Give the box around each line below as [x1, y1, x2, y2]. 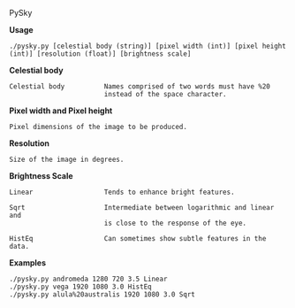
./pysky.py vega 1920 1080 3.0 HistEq [9, 282, 152, 291]
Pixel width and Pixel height [9, 105, 113, 116]
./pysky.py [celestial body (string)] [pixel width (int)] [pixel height [9, 42, 287, 50]
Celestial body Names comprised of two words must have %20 [9, 82, 271, 91]
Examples [9, 258, 47, 268]
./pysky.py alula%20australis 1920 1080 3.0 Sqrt [9, 290, 196, 299]
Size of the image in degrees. [9, 155, 125, 164]
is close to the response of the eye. [103, 219, 247, 227]
